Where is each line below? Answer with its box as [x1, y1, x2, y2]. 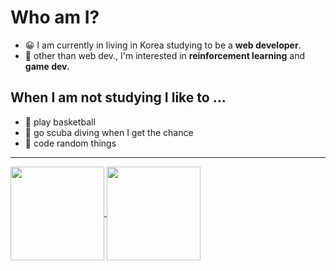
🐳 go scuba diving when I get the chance [24, 126, 194, 138]
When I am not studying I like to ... [10, 89, 227, 106]
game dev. [24, 60, 70, 72]
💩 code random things [24, 137, 117, 149]
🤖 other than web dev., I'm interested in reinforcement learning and [24, 49, 306, 61]
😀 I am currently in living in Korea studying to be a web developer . [24, 39, 302, 51]
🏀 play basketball [24, 116, 96, 128]
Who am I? [10, 6, 100, 29]
